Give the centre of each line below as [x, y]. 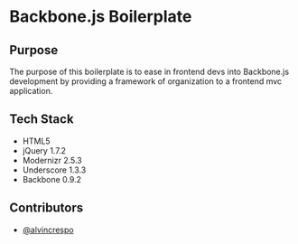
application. [31, 91]
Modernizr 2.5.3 [52, 160]
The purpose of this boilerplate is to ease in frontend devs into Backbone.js [149, 71]
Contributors [47, 208]
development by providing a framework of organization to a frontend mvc [146, 81]
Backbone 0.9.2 [52, 179]
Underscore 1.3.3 [54, 170]
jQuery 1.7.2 [44, 150]
